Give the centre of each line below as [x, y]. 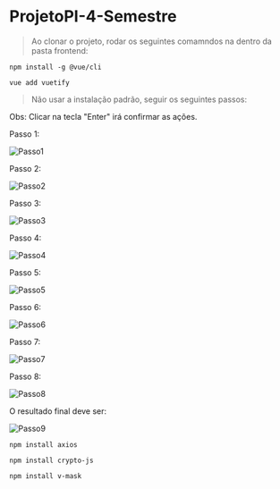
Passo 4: [25, 238]
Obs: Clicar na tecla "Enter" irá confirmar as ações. [103, 116]
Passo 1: [25, 134]
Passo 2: [25, 168]
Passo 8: [25, 376]
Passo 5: [25, 272]
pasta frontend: [59, 50]
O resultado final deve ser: [58, 411]
